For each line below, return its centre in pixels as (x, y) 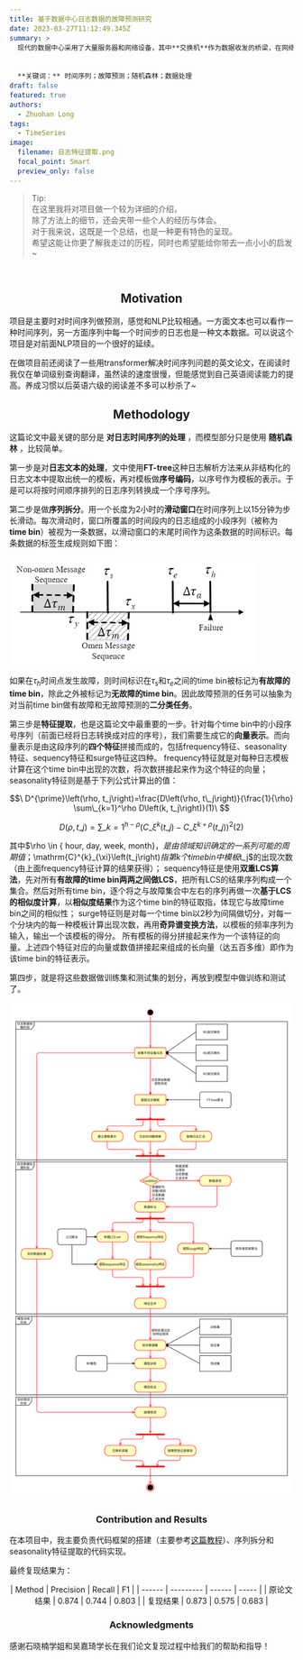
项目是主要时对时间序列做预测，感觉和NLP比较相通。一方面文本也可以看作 (147, 321)
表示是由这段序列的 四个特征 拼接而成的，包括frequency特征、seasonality (152, 747)
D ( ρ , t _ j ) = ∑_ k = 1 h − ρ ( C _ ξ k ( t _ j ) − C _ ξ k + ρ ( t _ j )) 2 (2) (151, 826)
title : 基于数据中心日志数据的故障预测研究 (81, 19)
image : (22, 143)
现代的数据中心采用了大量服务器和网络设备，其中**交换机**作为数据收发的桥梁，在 (150, 48)
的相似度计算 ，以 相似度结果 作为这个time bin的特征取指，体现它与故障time (147, 902)
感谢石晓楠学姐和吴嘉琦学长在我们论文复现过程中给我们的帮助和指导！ (140, 1646)
